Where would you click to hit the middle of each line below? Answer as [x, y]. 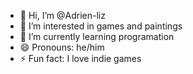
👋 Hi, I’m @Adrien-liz [62, 15]
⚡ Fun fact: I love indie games [80, 58]
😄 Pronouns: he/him [62, 47]
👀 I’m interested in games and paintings [101, 26]
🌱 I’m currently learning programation [97, 36]
